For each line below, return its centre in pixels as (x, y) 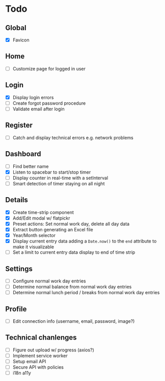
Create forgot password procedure (49, 103)
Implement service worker (40, 355)
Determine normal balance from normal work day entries (72, 287)
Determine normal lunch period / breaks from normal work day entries (86, 293)
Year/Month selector (34, 235)
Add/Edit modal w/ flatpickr (41, 218)
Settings (19, 269)
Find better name (31, 166)
